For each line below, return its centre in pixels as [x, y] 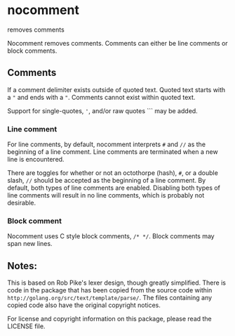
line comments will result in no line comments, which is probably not [106, 195]
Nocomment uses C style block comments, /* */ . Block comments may [111, 236]
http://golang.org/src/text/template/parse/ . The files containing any [110, 298]
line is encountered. [36, 160]
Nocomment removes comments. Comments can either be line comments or [117, 43]
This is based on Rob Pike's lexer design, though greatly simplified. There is [117, 283]
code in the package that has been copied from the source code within [110, 290]
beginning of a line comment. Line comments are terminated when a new [113, 152]
